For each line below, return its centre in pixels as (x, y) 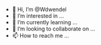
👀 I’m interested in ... (38, 16)
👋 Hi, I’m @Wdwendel (39, 9)
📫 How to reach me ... (40, 36)
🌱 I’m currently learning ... (45, 22)
